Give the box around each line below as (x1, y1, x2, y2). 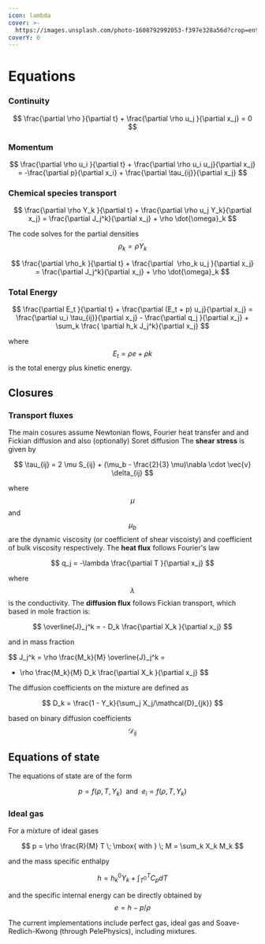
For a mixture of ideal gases (8, 826, 99, 836)
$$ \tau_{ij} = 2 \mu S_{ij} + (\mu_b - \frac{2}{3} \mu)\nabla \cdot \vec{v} (13, 459, 252, 469)
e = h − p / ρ (114, 902, 151, 912)
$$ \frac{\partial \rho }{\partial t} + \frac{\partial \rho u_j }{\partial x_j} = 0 (13, 114, 252, 123)
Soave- (215, 918, 240, 927)
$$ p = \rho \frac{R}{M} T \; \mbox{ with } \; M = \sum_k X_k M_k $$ (21, 841, 244, 851)
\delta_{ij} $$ (111, 468, 154, 477)
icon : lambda (8, 11, 51, 20)
